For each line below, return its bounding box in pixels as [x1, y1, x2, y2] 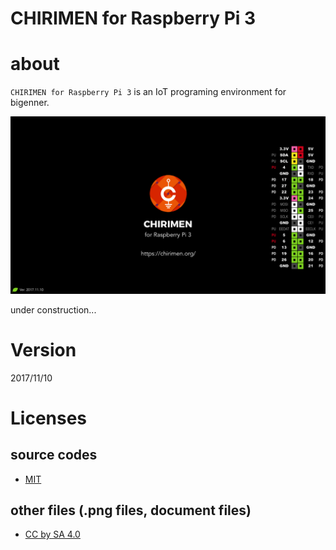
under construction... [10, 303, 97, 316]
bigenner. [10, 97, 50, 109]
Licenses [10, 407, 88, 429]
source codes [10, 447, 98, 464]
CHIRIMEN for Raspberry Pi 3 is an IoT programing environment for [10, 86, 287, 98]
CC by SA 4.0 [24, 528, 81, 541]
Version [10, 338, 77, 361]
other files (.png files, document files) [10, 502, 252, 519]
